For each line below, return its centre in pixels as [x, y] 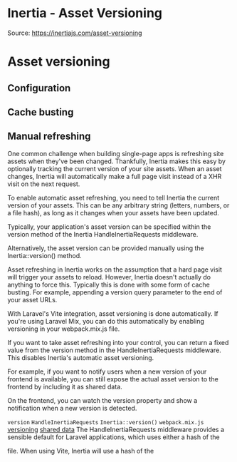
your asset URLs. [32, 299]
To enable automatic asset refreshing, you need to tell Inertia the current [114, 197]
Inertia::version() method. [44, 255]
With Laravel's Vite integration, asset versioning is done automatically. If [113, 313]
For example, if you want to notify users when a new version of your [107, 371]
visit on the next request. [44, 184]
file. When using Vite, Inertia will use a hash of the [81, 451]
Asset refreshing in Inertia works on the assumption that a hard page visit [115, 269]
